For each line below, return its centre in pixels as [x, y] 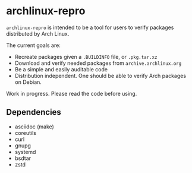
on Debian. [28, 82]
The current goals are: [33, 45]
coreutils [26, 133]
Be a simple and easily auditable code [61, 69]
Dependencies [34, 112]
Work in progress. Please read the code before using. [72, 93]
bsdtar [23, 158]
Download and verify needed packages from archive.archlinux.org [98, 63]
